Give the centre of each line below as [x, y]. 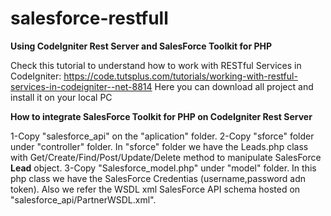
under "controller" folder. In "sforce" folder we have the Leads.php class [159, 146]
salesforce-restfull [89, 18]
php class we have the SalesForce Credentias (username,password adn [158, 178]
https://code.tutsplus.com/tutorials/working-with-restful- [180, 76]
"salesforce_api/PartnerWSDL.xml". [83, 199]
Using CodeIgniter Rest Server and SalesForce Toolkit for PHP [141, 46]
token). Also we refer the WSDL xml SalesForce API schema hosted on [155, 189]
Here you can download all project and [234, 86]
